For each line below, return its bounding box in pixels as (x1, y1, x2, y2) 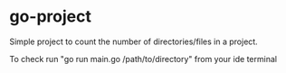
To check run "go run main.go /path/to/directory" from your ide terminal (9, 53, 278, 64)
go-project (9, 6, 92, 27)
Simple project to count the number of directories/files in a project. (9, 36, 258, 47)
